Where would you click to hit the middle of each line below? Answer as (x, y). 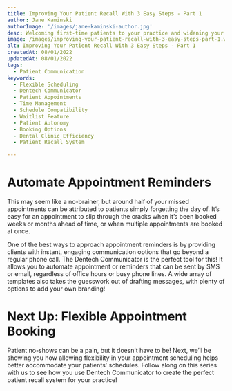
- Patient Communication (49, 71)
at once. (19, 231)
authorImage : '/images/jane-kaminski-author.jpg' (80, 26)
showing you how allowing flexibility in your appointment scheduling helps (113, 358)
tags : (15, 65)
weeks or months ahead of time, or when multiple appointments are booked (115, 224)
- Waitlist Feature (41, 116)
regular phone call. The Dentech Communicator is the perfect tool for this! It (115, 260)
